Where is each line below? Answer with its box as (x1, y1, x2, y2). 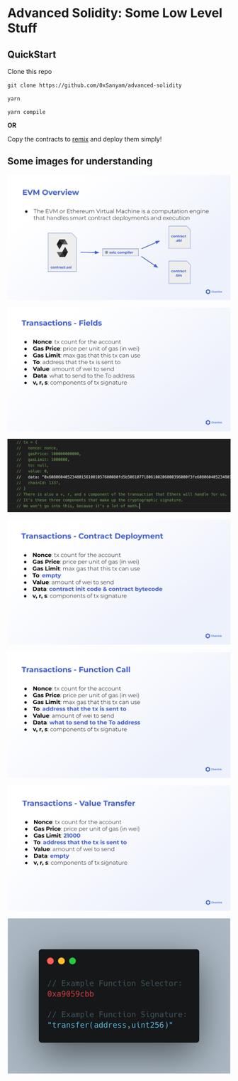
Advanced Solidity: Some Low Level (7, 5, 223, 21)
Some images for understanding (7, 155, 153, 168)
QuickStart (7, 48, 57, 60)
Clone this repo (7, 68, 52, 75)
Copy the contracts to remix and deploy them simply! (7, 135, 162, 143)
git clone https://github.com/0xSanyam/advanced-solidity (7, 82, 182, 89)
